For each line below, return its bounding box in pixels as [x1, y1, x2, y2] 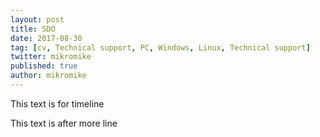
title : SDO [10, 24, 56, 34]
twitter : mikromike [10, 52, 92, 62]
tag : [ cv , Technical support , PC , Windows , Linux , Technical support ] [10, 42, 311, 53]
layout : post [10, 14, 65, 25]
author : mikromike [10, 71, 87, 81]
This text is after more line [10, 117, 118, 129]
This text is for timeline [10, 97, 105, 110]
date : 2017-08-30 [10, 33, 83, 43]
